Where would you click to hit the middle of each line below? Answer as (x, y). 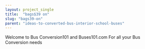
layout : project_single (30, 10)
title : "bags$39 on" (27, 14)
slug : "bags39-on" (24, 19)
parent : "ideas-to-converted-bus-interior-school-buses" (65, 23)
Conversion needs (24, 43)
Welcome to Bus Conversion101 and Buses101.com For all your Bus (73, 37)
